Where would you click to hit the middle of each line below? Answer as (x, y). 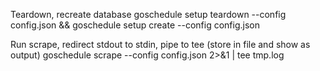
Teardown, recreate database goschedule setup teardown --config (148, 14)
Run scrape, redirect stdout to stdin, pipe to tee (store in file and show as (160, 44)
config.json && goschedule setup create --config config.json (135, 25)
